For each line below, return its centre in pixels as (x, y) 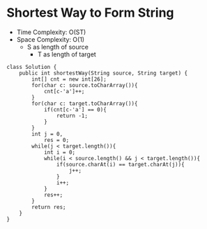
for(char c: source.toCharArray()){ (85, 85)
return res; (49, 207)
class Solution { (32, 67)
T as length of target (67, 54)
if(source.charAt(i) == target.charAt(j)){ (121, 164)
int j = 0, (47, 134)
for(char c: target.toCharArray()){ (85, 103)
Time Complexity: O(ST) (51, 32)
